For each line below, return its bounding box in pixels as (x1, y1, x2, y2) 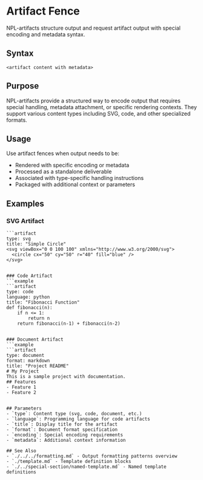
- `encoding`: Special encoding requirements (6, 432, 123, 438)
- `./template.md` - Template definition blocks (6, 459, 131, 465)
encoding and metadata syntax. (6, 30, 85, 38)
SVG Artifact (6, 216, 44, 225)
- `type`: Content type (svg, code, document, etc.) (6, 411, 142, 417)
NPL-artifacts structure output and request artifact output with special (6, 24, 181, 32)
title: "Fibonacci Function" (6, 299, 80, 305)
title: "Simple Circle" (6, 241, 67, 247)
